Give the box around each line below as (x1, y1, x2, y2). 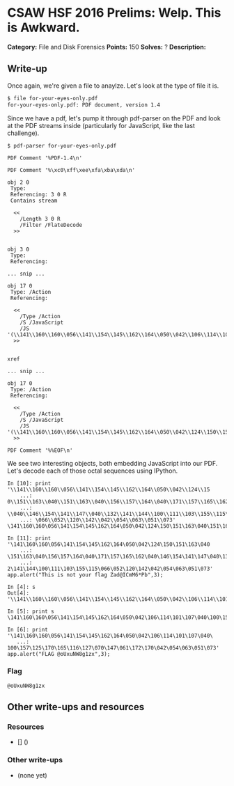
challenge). (7, 129, 40, 137)
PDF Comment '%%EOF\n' (7, 447, 73, 454)
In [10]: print (7, 480, 52, 487)
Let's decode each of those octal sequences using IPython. (7, 466, 178, 475)
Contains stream (10, 197, 58, 204)
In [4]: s (7, 583, 36, 590)
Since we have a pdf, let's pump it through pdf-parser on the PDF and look (7, 113, 221, 123)
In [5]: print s (7, 608, 54, 615)
